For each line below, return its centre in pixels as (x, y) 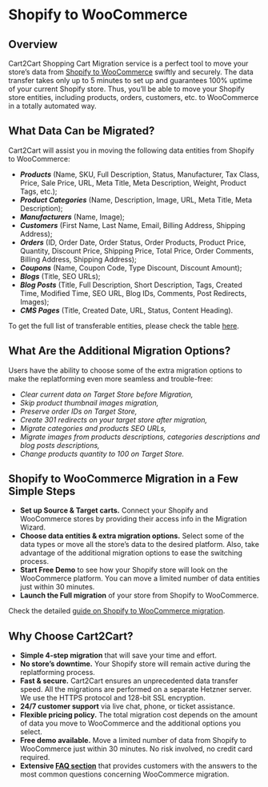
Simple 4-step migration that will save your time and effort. (118, 655)
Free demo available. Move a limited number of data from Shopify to (133, 741)
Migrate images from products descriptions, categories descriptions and (140, 437)
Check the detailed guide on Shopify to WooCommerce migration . (117, 611)
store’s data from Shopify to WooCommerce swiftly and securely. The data (131, 72)
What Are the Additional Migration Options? (120, 351)
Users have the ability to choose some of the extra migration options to (125, 370)
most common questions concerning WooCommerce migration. (124, 774)
